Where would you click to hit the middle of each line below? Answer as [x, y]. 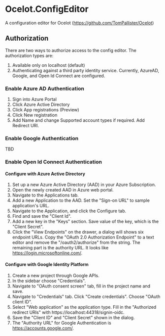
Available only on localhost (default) [49, 65]
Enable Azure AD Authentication [45, 89]
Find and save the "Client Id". [42, 216]
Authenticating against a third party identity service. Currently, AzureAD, [85, 70]
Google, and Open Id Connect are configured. [59, 76]
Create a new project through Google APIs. [56, 275]
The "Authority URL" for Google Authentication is [62, 323]
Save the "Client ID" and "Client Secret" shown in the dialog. [73, 317]
